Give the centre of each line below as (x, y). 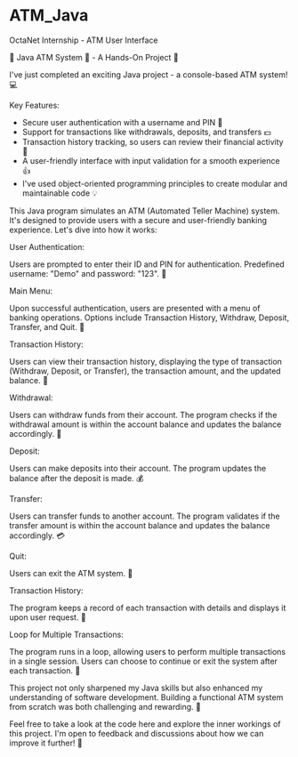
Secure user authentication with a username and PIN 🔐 (122, 122)
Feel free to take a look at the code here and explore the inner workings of (145, 724)
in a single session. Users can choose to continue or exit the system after (144, 661)
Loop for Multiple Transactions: (67, 634)
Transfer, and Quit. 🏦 (47, 326)
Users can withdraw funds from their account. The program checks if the (143, 415)
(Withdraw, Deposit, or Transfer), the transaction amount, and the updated (145, 371)
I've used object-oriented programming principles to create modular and (154, 183)
